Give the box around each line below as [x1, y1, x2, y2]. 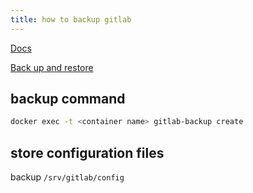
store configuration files [10, 144, 165, 161]
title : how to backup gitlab [10, 14, 132, 25]
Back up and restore [10, 61, 94, 73]
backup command [10, 91, 126, 108]
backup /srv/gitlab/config [10, 171, 125, 183]
